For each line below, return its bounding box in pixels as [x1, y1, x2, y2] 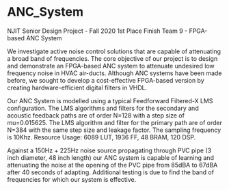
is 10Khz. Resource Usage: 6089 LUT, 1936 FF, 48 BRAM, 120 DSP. [7, 133, 196, 141]
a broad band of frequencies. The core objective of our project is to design [7, 54, 218, 62]
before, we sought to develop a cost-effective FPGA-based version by [7, 76, 205, 84]
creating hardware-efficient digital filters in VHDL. [7, 83, 148, 92]
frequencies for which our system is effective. [7, 175, 137, 183]
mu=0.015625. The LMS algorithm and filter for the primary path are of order [7, 118, 222, 126]
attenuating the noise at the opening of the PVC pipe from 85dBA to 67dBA [7, 161, 218, 169]
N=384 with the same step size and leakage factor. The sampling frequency [7, 126, 221, 134]
